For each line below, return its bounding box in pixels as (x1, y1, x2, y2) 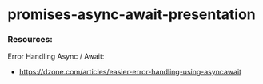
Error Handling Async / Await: (7, 52, 105, 61)
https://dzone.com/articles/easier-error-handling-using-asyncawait (18, 67, 241, 77)
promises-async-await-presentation (7, 6, 257, 24)
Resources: (7, 34, 53, 45)
